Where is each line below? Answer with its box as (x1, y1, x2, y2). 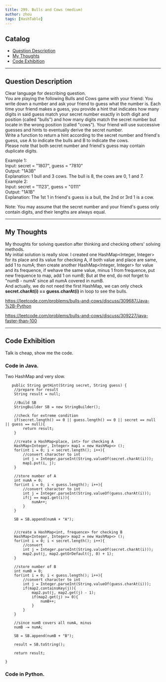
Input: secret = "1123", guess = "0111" (5, 184, 81, 189)
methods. (5, 246, 25, 252)
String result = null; (14, 391, 61, 396)
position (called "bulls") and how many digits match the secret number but (5, 116, 157, 122)
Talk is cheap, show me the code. (5, 350, 74, 356)
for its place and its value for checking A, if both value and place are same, (5, 257, 157, 263)
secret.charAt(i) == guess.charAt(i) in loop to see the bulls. (5, 288, 127, 294)
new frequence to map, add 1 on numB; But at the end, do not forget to (5, 272, 149, 278)
